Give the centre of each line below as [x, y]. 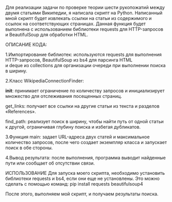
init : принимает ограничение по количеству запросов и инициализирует [85, 91]
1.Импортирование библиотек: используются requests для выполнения [83, 54]
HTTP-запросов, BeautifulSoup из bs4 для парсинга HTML [69, 60]
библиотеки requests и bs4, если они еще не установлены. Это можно [83, 178]
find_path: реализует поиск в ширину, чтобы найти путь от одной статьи [84, 122]
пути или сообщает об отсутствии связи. [50, 163]
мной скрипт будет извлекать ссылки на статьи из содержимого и [79, 18]
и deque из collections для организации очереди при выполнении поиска [85, 65]
